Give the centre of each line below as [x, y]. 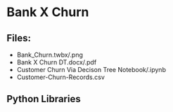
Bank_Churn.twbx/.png [50, 55]
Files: [19, 38]
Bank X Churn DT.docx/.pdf [57, 62]
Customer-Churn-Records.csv [60, 77]
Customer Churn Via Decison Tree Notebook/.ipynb [91, 70]
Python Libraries [44, 99]
